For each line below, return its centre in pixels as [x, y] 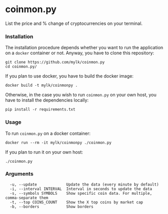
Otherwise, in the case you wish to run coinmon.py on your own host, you [81, 95]
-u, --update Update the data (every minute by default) [84, 184]
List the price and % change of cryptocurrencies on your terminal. [74, 23]
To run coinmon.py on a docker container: [48, 133]
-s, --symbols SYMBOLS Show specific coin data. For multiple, [81, 193]
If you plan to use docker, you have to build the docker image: [69, 76]
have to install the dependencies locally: [47, 100]
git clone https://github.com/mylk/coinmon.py [55, 62]
